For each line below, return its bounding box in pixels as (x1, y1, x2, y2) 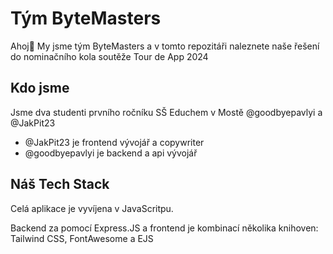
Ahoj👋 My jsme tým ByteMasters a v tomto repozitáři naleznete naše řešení (10, 40, 320, 52)
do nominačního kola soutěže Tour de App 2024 (10, 50, 209, 62)
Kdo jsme (10, 80, 70, 97)
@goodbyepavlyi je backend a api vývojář (24, 147, 198, 159)
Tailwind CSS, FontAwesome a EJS (10, 232, 154, 244)
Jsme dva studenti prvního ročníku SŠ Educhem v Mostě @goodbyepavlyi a (10, 106, 323, 118)
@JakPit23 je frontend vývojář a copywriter (24, 136, 205, 148)
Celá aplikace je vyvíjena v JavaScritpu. (10, 202, 174, 214)
